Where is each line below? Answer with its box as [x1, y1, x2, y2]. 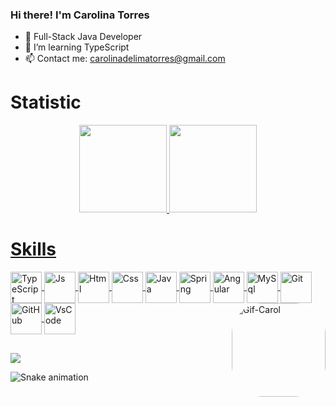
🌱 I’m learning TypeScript [24, 41, 130, 53]
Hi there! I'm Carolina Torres [10, 8, 150, 22]
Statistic [10, 91, 82, 114]
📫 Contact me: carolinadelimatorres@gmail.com [24, 53, 226, 65]
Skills [10, 238, 57, 261]
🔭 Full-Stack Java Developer [24, 31, 143, 43]
